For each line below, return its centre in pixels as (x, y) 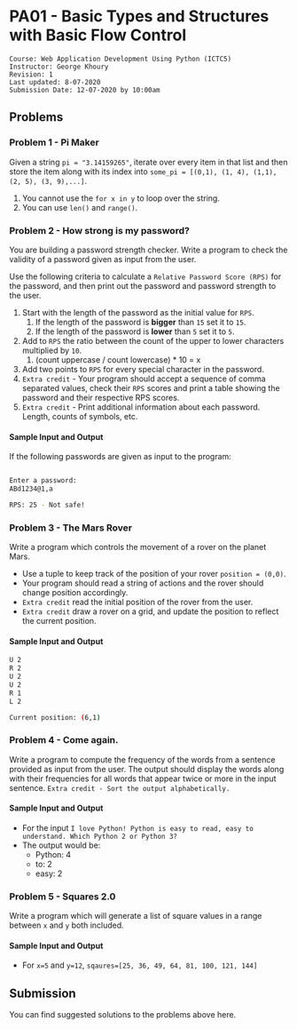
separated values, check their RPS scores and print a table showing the (151, 387)
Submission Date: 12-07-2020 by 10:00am (85, 90)
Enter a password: (43, 481)
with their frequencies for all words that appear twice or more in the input (143, 778)
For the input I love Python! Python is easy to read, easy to (138, 827)
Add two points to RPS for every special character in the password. (143, 369)
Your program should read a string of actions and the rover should (143, 583)
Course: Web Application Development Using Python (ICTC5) (121, 59)
